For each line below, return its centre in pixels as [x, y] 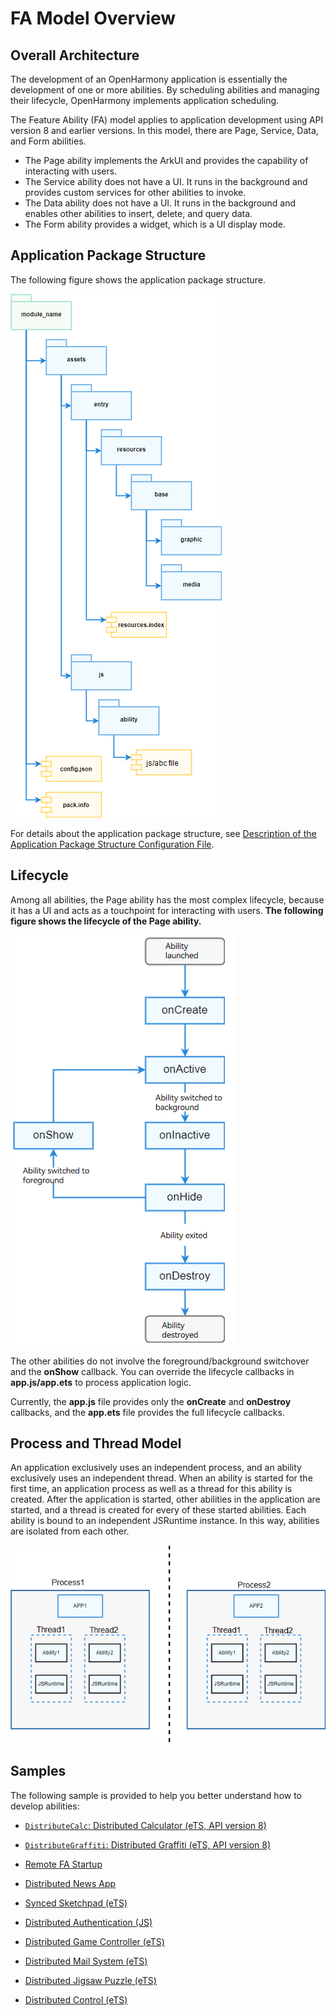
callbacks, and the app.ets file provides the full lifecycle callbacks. [147, 1412]
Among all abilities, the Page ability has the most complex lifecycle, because [167, 899]
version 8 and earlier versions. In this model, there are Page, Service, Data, [164, 130]
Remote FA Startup [63, 1864]
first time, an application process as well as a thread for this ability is [151, 1489]
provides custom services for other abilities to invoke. [135, 192]
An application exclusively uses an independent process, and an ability [156, 1468]
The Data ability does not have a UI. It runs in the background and [160, 203]
